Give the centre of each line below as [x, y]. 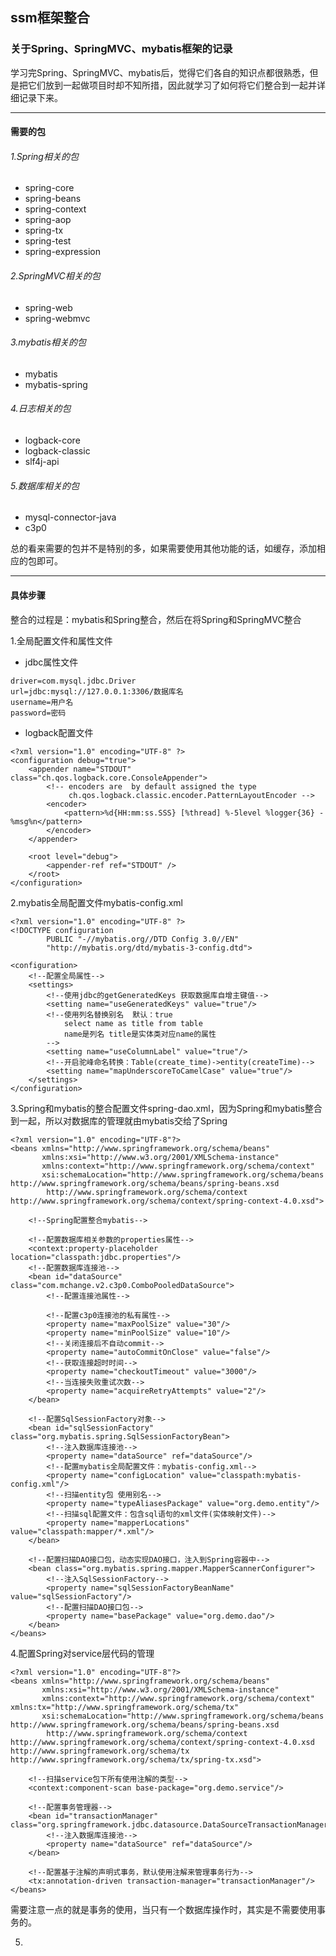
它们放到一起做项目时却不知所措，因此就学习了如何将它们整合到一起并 [172, 85]
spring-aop [48, 220]
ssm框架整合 [50, 18]
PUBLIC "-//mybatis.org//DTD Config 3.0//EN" [143, 939]
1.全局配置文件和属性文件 [61, 640]
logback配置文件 [59, 732]
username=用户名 [42, 702]
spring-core [49, 188]
